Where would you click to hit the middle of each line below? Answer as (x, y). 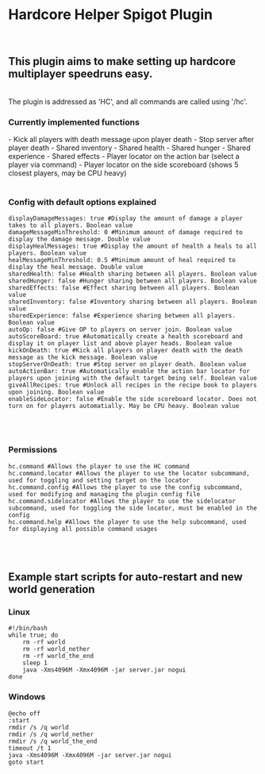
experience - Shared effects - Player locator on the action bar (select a (124, 156)
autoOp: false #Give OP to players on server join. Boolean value (120, 330)
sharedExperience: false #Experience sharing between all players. (122, 316)
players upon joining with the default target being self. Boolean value (133, 379)
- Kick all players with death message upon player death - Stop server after (131, 140)
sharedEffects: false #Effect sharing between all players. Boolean (124, 288)
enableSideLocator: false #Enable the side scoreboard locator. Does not (133, 399)
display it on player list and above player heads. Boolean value (120, 344)
